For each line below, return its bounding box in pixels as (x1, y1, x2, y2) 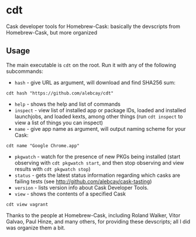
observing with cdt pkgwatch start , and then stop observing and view (14, 159, 184, 166)
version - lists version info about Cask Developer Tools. (14, 184, 149, 191)
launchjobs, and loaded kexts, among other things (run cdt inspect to (14, 113, 183, 120)
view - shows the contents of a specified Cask (14, 190, 126, 197)
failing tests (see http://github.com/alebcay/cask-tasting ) (14, 177, 152, 184)
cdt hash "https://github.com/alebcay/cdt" (6, 90, 114, 96)
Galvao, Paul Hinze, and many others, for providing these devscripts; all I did (6, 218, 191, 225)
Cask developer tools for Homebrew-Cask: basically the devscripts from (6, 23, 180, 30)
